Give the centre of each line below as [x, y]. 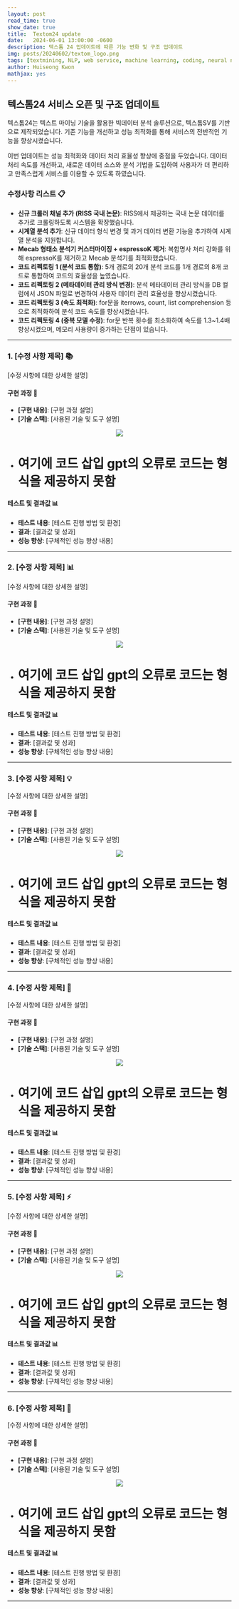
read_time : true [31, 21]
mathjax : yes [27, 73]
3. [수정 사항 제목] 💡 [40, 778]
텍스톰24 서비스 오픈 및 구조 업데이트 [84, 104]
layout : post [27, 14]
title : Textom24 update [44, 34]
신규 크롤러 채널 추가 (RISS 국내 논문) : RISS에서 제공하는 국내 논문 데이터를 [121, 213]
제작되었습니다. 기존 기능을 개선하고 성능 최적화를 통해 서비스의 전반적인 [120, 132]
